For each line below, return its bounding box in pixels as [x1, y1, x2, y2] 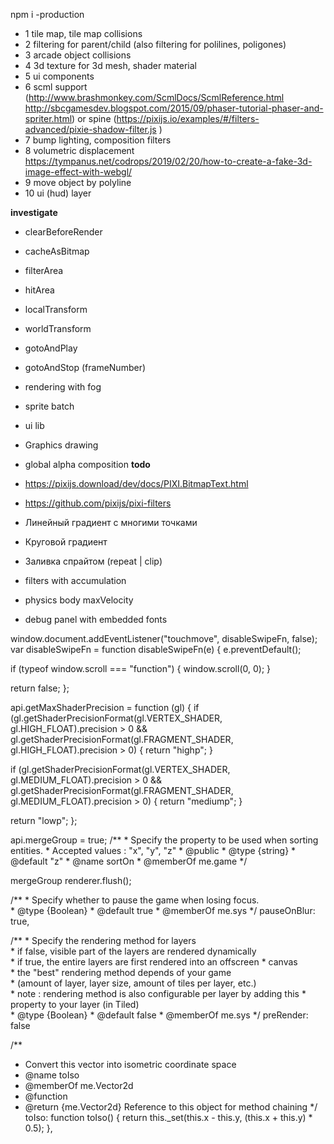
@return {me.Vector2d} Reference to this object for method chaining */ [24, 1101, 318, 1113]
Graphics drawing [24, 439, 99, 451]
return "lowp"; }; [10, 815, 78, 826]
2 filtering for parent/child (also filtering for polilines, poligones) [24, 39, 287, 50]
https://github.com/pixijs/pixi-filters [24, 497, 172, 509]
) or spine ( [71, 113, 117, 124]
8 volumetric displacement [24, 145, 135, 156]
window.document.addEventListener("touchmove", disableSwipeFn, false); [10, 633, 318, 644]
